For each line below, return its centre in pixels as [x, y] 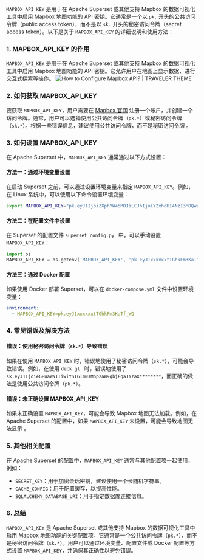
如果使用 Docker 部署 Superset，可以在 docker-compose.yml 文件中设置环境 [100, 289]
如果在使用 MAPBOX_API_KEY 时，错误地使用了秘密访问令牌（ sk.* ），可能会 [97, 361]
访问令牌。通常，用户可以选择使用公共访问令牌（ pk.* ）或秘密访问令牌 [94, 118]
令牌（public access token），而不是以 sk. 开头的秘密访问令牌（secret [94, 24]
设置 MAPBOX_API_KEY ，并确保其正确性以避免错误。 [74, 550]
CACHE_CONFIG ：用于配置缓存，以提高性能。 [69, 488]
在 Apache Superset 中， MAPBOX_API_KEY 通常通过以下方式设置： [87, 157]
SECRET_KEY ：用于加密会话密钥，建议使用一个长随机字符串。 [90, 481]
